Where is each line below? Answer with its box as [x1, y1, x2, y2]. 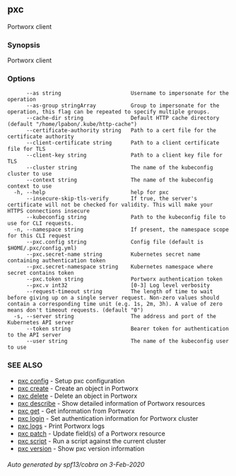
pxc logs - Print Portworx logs [17, 421, 105, 430]
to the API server [7, 331, 61, 339]
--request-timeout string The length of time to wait [25, 288, 213, 295]
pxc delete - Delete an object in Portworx [17, 391, 138, 400]
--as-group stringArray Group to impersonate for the [25, 102, 220, 110]
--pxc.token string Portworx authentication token [25, 276, 223, 283]
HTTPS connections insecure [7, 208, 90, 215]
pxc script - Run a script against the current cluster [17, 436, 167, 445]
